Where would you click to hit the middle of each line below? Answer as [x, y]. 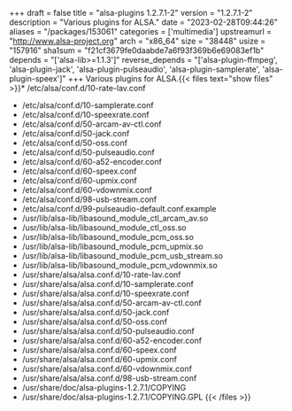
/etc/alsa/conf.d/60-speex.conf [79, 171]
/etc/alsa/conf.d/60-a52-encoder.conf [92, 162]
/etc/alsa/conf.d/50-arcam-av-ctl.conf [92, 124]
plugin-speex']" [38, 78]
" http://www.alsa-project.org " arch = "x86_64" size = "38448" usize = [138, 41]
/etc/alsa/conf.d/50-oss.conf [75, 143]
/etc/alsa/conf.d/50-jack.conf [76, 133]
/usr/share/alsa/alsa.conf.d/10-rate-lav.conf [101, 275]
